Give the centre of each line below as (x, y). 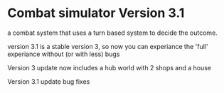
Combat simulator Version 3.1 (96, 13)
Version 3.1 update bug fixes (49, 81)
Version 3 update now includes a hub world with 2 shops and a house (110, 67)
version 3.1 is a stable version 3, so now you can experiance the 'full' (108, 46)
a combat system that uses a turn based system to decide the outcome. (113, 33)
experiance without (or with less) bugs (64, 54)
